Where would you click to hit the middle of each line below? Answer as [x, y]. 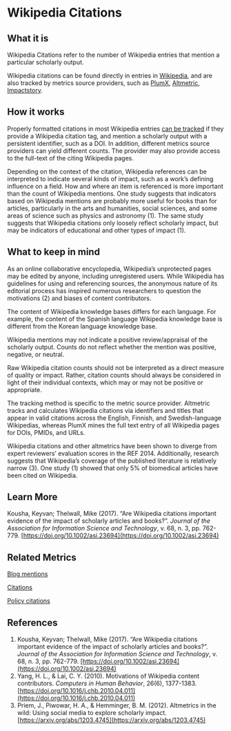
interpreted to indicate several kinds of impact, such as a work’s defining [110, 178]
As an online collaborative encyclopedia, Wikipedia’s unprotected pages [109, 268]
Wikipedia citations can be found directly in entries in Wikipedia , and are [110, 75]
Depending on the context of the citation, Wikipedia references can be [107, 172]
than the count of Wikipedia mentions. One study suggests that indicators [112, 193]
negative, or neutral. [36, 354]
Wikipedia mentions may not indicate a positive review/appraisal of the [108, 340]
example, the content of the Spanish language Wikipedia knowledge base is [115, 319]
